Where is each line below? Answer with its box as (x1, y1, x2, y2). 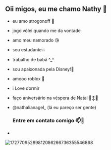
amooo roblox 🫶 (12, 75, 45, 81)
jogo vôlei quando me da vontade (12, 28, 81, 34)
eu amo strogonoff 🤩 (12, 18, 55, 24)
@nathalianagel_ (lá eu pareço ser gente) (12, 104, 97, 110)
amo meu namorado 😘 (12, 37, 59, 43)
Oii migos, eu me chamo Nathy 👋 (5, 5, 108, 13)
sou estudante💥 (12, 46, 46, 52)
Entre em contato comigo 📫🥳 (12, 117, 85, 124)
